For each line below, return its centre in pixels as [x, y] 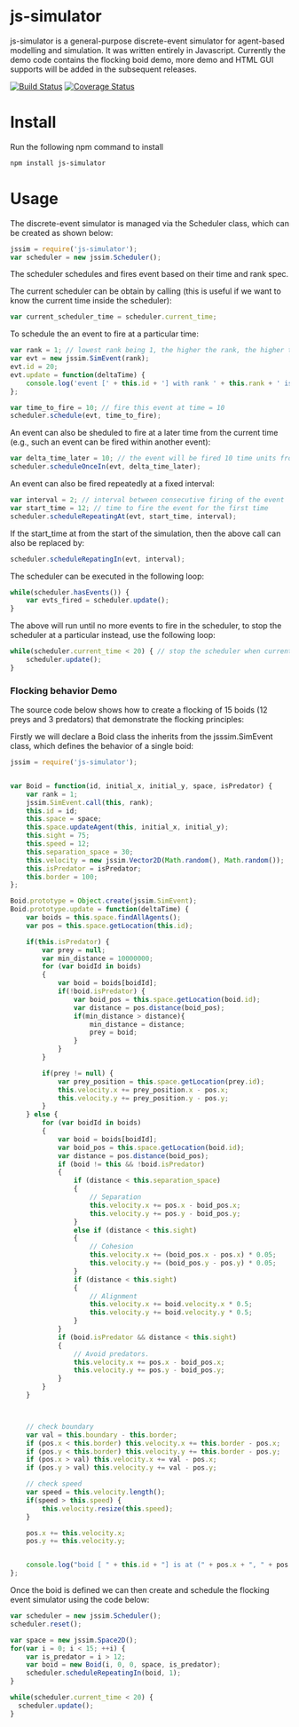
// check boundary [60, 1426]
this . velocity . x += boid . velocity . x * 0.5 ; [171, 1305]
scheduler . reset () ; [46, 1624]
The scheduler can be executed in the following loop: [107, 576]
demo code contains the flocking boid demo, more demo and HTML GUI [142, 59]
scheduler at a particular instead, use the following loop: [113, 635]
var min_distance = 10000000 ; [98, 958]
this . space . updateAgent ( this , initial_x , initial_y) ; [127, 827]
